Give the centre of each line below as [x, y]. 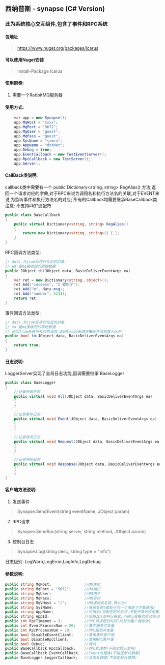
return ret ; [26, 299]
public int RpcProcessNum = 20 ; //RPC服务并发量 [59, 630]
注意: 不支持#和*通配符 [28, 205]
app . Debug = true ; [33, 150]
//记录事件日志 [27, 414]
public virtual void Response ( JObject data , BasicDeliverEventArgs [84, 464]
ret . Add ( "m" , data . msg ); [39, 289]
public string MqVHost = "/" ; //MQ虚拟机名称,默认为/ [66, 603]
